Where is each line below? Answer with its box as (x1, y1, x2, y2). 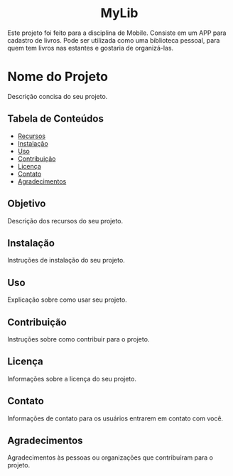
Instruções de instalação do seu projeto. (7, 256, 126, 265)
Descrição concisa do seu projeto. (7, 92, 108, 100)
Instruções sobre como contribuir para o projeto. (7, 334, 150, 343)
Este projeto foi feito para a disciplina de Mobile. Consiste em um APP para (7, 28, 227, 37)
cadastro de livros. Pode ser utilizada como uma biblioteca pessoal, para (7, 36, 220, 44)
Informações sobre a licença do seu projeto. (7, 374, 137, 383)
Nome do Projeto (7, 69, 109, 85)
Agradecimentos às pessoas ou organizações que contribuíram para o (7, 453, 214, 462)
